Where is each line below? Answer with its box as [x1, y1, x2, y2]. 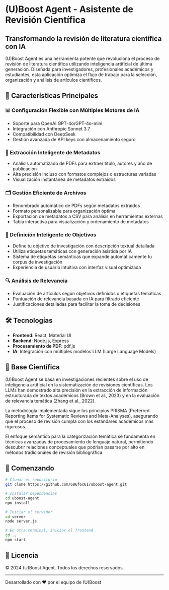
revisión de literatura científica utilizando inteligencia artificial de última [5, 61, 152, 67]
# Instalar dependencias [5, 491, 57, 496]
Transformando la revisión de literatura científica [5, 34, 162, 43]
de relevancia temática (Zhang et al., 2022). [5, 398, 96, 404]
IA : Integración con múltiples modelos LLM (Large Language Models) [12, 348, 156, 354]
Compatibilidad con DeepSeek [12, 131, 76, 137]
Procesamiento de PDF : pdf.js [12, 343, 75, 349]
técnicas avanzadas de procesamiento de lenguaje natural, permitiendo [5, 438, 153, 444]
